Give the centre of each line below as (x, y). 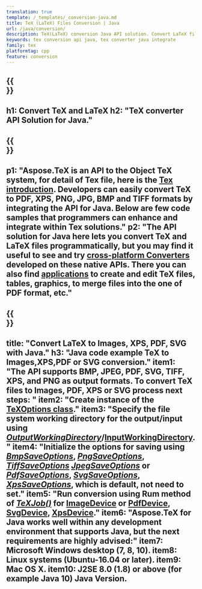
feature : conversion (32, 57)
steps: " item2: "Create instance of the (80, 400)
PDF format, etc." (39, 293)
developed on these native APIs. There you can (96, 265)
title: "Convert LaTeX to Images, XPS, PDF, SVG (96, 343)
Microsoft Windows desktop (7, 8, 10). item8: (92, 550)
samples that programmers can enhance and (92, 218)
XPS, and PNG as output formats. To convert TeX (99, 381)
